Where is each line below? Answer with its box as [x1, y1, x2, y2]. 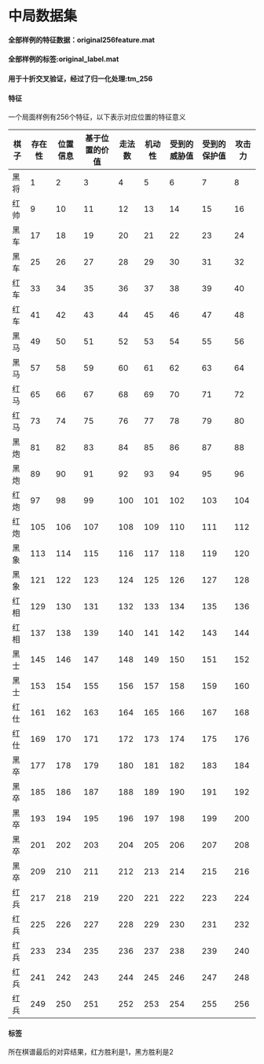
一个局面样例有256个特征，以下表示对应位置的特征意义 [8, 112, 186, 122]
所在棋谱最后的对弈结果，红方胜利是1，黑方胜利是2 [8, 1048, 174, 1057]
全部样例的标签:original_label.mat [8, 54, 119, 64]
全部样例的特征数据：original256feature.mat [8, 35, 156, 44]
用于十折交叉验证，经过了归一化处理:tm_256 [8, 74, 153, 83]
